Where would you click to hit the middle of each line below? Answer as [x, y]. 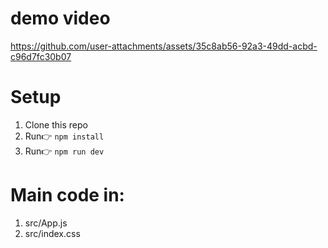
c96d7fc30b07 [41, 56]
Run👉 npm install [64, 136]
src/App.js [46, 223]
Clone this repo [56, 124]
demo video [60, 18]
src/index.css [52, 233]
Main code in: [67, 195]
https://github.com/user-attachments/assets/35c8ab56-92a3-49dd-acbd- [164, 46]
